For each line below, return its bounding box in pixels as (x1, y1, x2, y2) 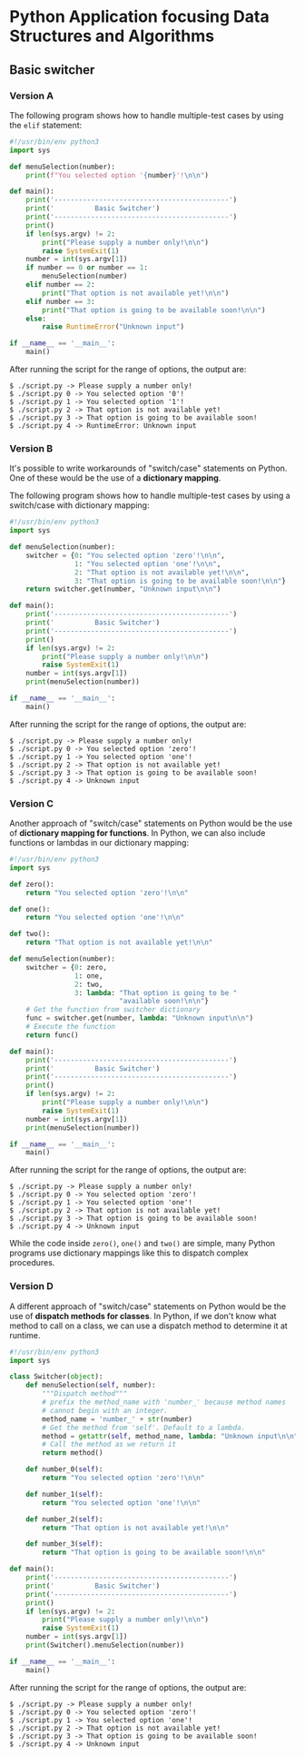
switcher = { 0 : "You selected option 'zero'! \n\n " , (25, 551, 225, 560)
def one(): (9, 904, 51, 914)
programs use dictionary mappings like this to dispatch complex (9, 1247, 249, 1258)
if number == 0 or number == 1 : (25, 263, 148, 272)
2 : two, (74, 980, 103, 989)
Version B (9, 442, 54, 454)
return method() (42, 1448, 103, 1458)
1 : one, (74, 971, 103, 981)
